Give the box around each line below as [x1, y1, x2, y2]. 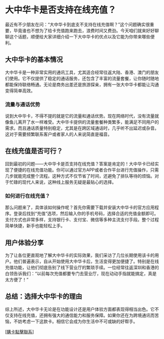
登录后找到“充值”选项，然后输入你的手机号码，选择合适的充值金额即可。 [13, 211, 159, 217]
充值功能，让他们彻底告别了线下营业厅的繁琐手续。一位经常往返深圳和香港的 [5, 264, 159, 270]
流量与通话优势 [5, 101, 41, 108]
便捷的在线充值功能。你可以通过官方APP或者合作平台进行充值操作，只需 [13, 167, 159, 173]
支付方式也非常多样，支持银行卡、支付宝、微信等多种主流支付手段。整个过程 [5, 217, 159, 222]
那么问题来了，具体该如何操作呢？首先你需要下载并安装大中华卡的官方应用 [5, 204, 155, 210]
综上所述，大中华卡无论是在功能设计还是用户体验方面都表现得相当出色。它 [5, 306, 155, 312]
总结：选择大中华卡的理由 [5, 292, 82, 300]
